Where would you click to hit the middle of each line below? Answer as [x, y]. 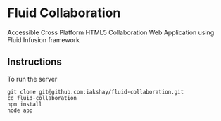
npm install [25, 104]
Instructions [34, 62]
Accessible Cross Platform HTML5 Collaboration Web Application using [111, 32]
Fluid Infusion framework [43, 39]
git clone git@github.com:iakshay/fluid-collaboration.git [96, 92]
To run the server [32, 79]
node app [20, 110]
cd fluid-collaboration [42, 98]
